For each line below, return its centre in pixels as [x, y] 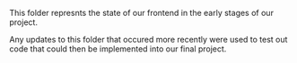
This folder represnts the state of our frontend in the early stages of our [141, 13]
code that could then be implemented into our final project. [118, 49]
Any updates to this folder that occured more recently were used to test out [148, 39]
